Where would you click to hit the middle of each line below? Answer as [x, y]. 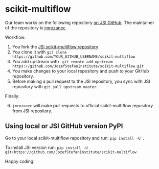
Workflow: [15, 37]
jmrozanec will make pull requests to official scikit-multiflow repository [82, 105]
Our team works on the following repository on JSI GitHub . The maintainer [80, 23]
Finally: [12, 96]
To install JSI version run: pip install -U [46, 147]
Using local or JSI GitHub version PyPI [64, 126]
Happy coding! [20, 161]
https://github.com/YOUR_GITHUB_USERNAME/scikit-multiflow [74, 57]
